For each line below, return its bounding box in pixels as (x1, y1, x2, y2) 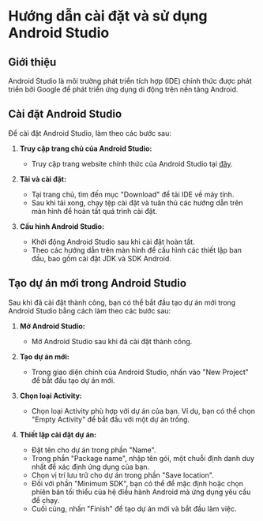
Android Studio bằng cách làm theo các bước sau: (8, 305, 171, 315)
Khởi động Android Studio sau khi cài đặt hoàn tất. (31, 237, 195, 246)
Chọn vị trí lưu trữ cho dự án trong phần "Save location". (31, 470, 215, 480)
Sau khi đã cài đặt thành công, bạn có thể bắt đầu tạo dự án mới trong (8, 298, 236, 307)
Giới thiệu (8, 55, 57, 69)
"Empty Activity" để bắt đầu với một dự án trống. (31, 414, 190, 424)
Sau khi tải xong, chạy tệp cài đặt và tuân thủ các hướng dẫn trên (31, 197, 243, 208)
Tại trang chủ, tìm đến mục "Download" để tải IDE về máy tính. (31, 189, 235, 199)
